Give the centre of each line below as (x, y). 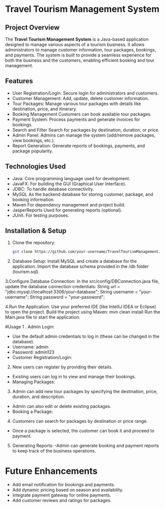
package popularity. (33, 151)
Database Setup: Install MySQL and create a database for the (75, 261)
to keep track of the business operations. (54, 451)
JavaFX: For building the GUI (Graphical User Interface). (69, 184)
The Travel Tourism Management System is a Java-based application (77, 39)
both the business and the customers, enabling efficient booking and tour (80, 60)
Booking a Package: (33, 411)
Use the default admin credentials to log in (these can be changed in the (86, 336)
